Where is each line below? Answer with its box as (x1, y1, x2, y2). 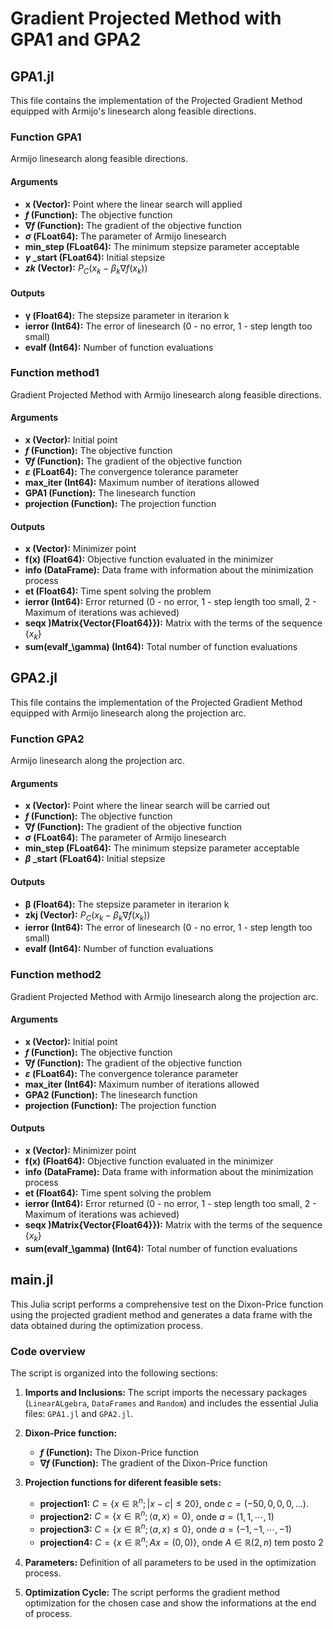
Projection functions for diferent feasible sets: (24, 1476, 222, 1488)
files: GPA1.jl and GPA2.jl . (24, 1407, 134, 1419)
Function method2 (10, 968, 102, 982)
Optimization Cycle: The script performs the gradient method (24, 1586, 281, 1598)
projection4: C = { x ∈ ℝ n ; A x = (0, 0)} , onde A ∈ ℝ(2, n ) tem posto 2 (39, 1534, 324, 1548)
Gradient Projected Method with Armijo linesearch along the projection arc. (10, 990, 319, 1002)
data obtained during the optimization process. (10, 1319, 203, 1331)
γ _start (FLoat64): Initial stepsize (24, 251, 166, 263)
